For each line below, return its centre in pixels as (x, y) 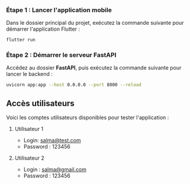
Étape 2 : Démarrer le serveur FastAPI (61, 55)
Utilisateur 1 (29, 129)
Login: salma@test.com (52, 140)
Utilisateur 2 (29, 158)
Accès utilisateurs (41, 103)
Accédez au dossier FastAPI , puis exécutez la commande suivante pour (94, 68)
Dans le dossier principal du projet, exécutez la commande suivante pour (95, 23)
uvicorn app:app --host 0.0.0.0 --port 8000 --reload (74, 85)
